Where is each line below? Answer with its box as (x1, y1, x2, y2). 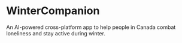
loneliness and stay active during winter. (6, 29, 106, 37)
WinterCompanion (6, 4, 100, 18)
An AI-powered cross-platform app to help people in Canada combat (6, 24, 176, 31)
